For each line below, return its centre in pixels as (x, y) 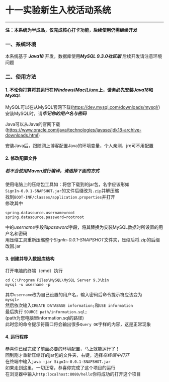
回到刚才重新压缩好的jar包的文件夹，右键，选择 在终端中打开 (67, 355)
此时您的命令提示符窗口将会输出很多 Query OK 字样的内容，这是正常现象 (78, 324)
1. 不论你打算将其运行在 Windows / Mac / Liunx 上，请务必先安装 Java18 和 (79, 90)
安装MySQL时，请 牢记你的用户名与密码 (46, 113)
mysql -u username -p (28, 285)
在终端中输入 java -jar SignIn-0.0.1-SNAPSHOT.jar (58, 361)
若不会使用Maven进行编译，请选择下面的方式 (52, 171)
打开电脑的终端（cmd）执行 (34, 271)
